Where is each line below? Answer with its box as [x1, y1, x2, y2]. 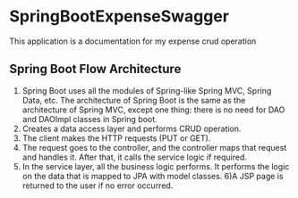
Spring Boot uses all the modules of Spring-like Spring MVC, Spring [21, 85, 272, 95]
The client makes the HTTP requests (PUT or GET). [21, 132, 211, 144]
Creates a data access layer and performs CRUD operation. [21, 123, 242, 134]
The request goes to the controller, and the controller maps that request [21, 142, 287, 153]
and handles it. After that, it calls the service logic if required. [21, 152, 248, 162]
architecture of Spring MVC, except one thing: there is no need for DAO [21, 104, 285, 115]
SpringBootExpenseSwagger [9, 6, 230, 27]
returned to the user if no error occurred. [21, 180, 174, 191]
